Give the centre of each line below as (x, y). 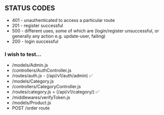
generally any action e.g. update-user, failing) (59, 36)
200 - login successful (35, 41)
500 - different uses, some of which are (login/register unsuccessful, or (85, 31)
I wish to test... (23, 54)
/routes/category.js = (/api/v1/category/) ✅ (56, 92)
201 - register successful (37, 25)
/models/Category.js (33, 81)
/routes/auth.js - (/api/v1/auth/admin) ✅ (52, 76)
